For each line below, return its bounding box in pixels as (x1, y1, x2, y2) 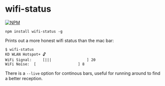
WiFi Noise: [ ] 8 (5, 62, 85, 66)
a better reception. (5, 75, 43, 81)
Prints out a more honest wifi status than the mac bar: (5, 38, 114, 43)
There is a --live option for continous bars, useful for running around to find (5, 70, 161, 76)
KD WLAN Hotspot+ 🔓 (5, 52, 46, 57)
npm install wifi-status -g (5, 29, 63, 34)
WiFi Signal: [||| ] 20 (5, 57, 96, 62)
